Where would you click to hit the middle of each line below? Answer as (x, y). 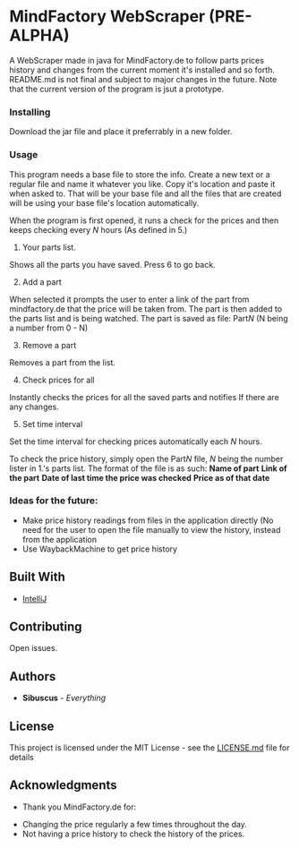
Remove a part (49, 345)
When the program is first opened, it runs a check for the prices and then (144, 220)
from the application (59, 539)
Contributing (46, 627)
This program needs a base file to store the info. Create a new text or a (140, 174)
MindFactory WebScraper (107, 17)
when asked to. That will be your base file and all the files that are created (145, 193)
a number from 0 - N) (49, 328)
